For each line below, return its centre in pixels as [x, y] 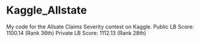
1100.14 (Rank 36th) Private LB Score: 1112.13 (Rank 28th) [76, 33]
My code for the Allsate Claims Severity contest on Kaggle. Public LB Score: [100, 27]
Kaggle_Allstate [47, 10]
